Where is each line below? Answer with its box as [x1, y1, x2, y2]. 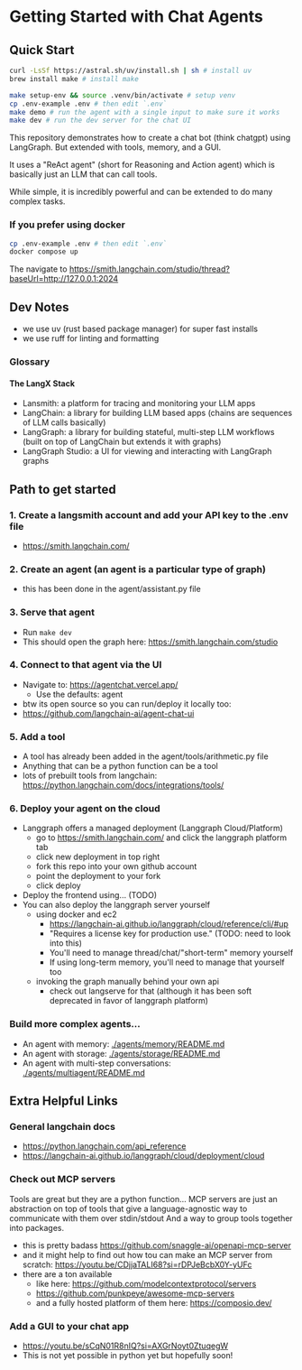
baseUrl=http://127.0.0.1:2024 [9, 273, 119, 284]
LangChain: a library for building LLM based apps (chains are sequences [22, 408, 293, 419]
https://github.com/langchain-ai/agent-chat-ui [22, 708, 195, 718]
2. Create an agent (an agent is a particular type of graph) [9, 562, 266, 575]
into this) [49, 938, 83, 949]
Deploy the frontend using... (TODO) [22, 890, 158, 901]
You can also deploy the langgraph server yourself [22, 900, 210, 911]
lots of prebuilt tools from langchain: [22, 770, 158, 782]
